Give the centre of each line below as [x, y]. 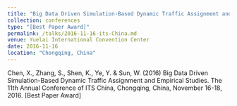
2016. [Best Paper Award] [44, 95]
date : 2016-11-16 [33, 46]
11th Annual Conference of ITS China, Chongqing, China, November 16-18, [115, 88]
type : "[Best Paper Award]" [49, 27]
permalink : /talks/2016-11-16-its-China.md [72, 33]
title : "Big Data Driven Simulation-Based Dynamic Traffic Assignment [113, 14]
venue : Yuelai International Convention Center [79, 40]
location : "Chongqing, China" [52, 53]
